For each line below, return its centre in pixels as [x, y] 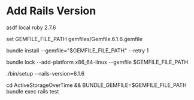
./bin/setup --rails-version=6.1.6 [46, 73]
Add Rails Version [51, 11]
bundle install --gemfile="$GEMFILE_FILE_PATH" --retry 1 [78, 50]
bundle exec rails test [33, 91]
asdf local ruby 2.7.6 [31, 27]
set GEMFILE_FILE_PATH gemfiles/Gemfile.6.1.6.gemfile [74, 39]
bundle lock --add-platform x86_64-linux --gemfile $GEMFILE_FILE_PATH [97, 62]
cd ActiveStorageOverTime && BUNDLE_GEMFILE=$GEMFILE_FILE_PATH [96, 85]
